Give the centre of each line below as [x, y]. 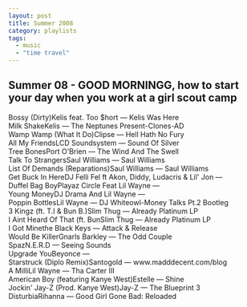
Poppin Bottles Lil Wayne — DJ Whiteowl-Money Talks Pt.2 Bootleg [118, 202]
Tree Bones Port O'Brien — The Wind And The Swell [93, 151]
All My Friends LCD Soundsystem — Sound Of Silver [94, 143]
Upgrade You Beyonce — [49, 253]
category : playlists [43, 30]
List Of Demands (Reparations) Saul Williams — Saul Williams [109, 168]
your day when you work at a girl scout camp [123, 98]
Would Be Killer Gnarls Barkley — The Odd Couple [90, 236]
